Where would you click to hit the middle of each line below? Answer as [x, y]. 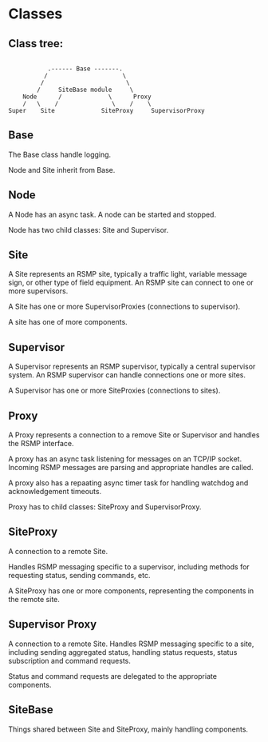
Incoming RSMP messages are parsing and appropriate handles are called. [131, 468]
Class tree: [36, 44]
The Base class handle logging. [60, 154]
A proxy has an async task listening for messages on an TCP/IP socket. [125, 459]
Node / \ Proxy [87, 97]
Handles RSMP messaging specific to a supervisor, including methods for [129, 566]
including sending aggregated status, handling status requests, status [123, 652]
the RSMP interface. [41, 444]
